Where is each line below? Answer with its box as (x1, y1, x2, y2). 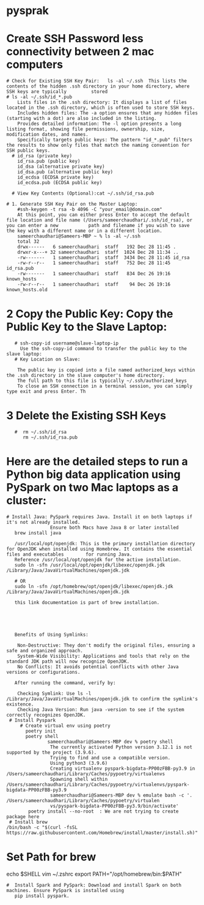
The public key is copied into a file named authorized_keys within (17, 367, 195, 373)
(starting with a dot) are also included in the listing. (6, 116, 157, 122)
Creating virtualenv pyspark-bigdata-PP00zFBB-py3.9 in (49, 765, 195, 772)
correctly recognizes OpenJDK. (6, 712, 86, 718)
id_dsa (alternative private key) (17, 163, 105, 170)
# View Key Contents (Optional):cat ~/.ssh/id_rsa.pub (12, 190, 155, 196)
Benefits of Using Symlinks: (14, 631, 89, 638)
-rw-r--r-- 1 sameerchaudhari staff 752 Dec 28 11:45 (17, 260, 171, 266)
